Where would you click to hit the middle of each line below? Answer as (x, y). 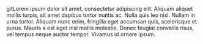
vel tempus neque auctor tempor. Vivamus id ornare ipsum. (81, 34)
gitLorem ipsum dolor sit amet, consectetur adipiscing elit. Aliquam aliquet (100, 9)
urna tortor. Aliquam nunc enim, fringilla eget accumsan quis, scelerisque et (102, 21)
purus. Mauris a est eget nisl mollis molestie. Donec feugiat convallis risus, (100, 28)
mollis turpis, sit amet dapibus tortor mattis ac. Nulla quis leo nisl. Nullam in (101, 15)
